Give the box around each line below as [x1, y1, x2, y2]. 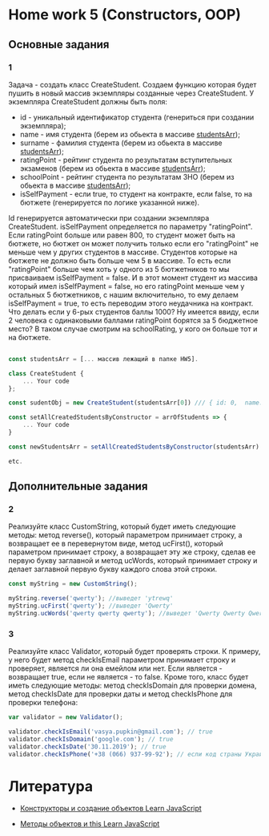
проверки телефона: [8, 698, 78, 708]
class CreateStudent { [8, 369, 84, 378]
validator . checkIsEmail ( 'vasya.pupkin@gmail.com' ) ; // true [8, 728, 214, 736]
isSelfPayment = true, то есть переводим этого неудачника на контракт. [8, 298, 254, 308]
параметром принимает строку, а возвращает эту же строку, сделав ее [8, 547, 256, 557]
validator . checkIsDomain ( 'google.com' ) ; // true [8, 735, 174, 743]
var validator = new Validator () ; [8, 713, 124, 721]
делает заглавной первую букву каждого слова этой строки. [8, 564, 218, 574]
